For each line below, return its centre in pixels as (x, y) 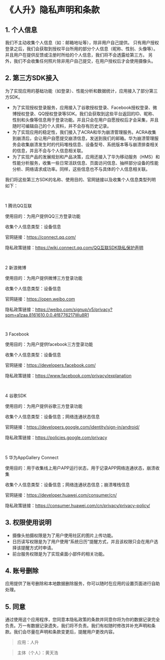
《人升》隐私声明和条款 (53, 10)
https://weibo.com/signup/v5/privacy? (74, 309)
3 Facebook (17, 334)
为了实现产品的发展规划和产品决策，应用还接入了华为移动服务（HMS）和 (86, 157)
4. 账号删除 (22, 571)
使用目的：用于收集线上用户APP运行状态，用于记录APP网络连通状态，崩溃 (80, 468)
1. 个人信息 (21, 30)
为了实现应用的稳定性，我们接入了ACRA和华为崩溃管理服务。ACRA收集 (84, 132)
